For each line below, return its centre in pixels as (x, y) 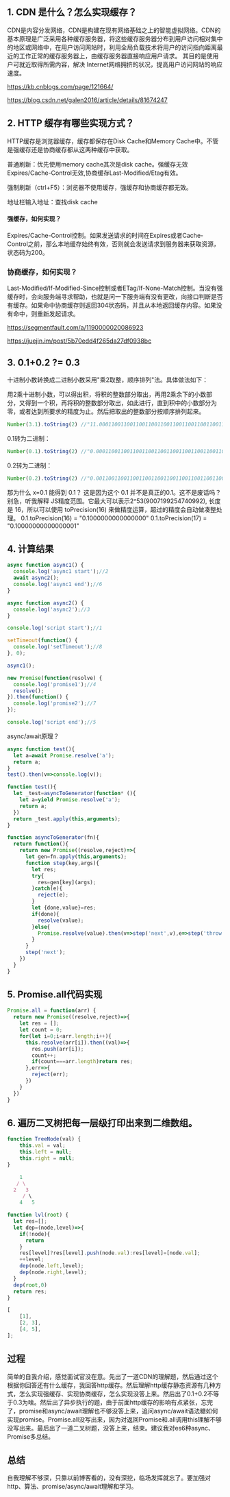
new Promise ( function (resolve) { (55, 678)
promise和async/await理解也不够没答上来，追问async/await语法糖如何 (118, 1411)
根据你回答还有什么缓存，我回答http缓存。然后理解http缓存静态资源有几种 (111, 1385)
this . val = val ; (43, 1146)
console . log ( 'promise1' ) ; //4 (55, 684)
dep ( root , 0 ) (30, 1285)
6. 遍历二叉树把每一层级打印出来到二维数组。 (102, 1123)
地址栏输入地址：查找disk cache (52, 202)
